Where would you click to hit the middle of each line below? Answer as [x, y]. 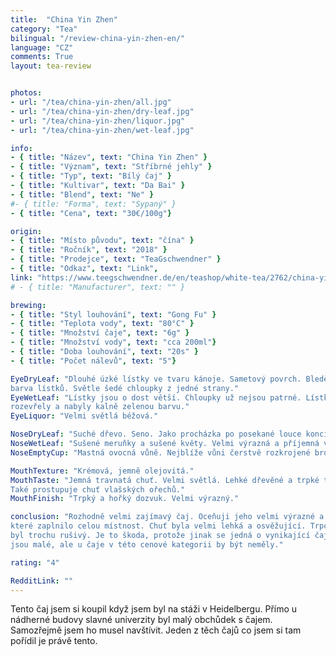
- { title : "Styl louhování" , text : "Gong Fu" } [113, 314]
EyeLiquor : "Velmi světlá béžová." [84, 416]
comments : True [42, 57]
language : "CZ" [42, 47]
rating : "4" [35, 562]
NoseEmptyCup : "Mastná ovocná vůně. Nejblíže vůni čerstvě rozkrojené [160, 452]
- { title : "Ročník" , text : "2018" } [89, 250]
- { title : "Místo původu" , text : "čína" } [102, 241]
